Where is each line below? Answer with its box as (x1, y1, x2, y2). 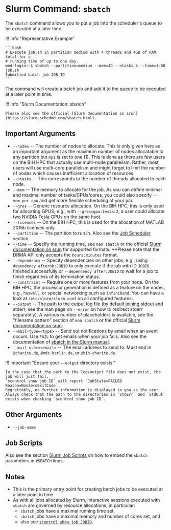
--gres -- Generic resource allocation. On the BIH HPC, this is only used (12, 203, 164, 209)
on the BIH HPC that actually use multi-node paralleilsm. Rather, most (12, 159, 159, 165)
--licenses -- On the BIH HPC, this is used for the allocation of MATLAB (12, 219, 164, 225)
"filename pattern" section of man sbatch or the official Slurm (12, 317, 141, 323)
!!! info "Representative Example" (5, 35, 75, 41)
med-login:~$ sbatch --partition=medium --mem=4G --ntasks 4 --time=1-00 (5, 63, 166, 68)
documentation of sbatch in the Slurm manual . (12, 338, 110, 345)
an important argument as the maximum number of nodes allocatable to (12, 148, 164, 154)
